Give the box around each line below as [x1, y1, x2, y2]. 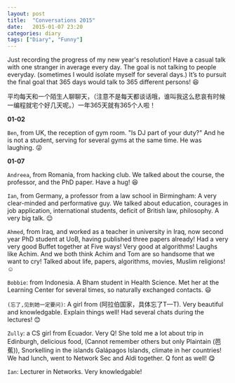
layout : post [7, 10, 46, 18]
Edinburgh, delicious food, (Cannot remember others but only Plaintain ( [7, 337, 215, 346]
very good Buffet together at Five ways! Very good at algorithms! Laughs [7, 242, 217, 251]
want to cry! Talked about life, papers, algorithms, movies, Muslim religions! [7, 257, 226, 266]
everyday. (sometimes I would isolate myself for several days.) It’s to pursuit [7, 71, 227, 79]
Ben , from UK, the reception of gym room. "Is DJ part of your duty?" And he [7, 129, 225, 137]
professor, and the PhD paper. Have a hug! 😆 [7, 178, 139, 186]
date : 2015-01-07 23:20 [7, 23, 83, 30]
